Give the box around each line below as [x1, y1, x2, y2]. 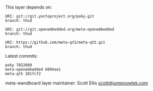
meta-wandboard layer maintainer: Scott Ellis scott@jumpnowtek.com [5, 80, 148, 86]
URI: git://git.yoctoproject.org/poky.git [5, 14, 94, 19]
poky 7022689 [5, 63, 32, 68]
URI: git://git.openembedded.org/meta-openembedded [5, 27, 114, 32]
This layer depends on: [5, 4, 52, 10]
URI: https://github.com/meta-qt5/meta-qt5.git [5, 40, 106, 45]
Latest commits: [5, 53, 38, 59]
